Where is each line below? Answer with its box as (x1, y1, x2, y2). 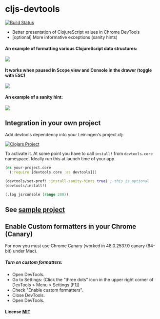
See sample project (5, 206, 65, 214)
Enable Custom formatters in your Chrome (5, 222, 137, 231)
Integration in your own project (5, 119, 101, 127)
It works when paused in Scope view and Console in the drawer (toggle (5, 67, 152, 73)
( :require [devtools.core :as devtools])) (9, 170, 97, 175)
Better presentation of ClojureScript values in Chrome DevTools (12, 29, 140, 35)
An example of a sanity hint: (5, 94, 63, 100)
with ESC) (5, 72, 26, 78)
